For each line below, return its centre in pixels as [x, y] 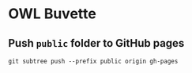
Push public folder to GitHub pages [96, 43]
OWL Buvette [52, 14]
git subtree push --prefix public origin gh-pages [93, 61]
